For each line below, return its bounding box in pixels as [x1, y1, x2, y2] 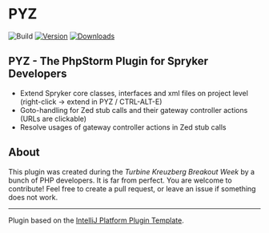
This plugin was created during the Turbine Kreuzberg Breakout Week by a [8, 167, 255, 176]
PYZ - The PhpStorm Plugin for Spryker [8, 54, 209, 68]
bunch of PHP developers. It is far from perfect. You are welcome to [8, 175, 232, 185]
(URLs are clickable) [19, 114, 86, 123]
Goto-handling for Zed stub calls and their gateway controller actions [19, 105, 248, 114]
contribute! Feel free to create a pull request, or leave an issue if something [8, 183, 256, 193]
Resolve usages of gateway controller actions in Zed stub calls [19, 122, 227, 132]
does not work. [8, 192, 58, 202]
